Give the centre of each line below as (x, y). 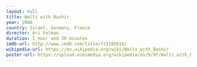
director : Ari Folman (33, 33)
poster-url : (21, 55)
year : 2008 (19, 22)
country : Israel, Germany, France (48, 28)
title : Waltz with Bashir (38, 17)
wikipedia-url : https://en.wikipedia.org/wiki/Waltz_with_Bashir (87, 50)
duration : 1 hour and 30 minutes (47, 38)
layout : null (22, 11)
